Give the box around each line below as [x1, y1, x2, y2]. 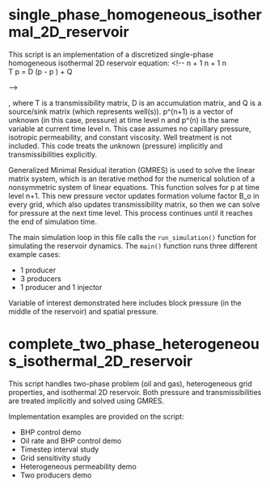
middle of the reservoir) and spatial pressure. [8, 306, 159, 316]
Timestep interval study [19, 444, 99, 454]
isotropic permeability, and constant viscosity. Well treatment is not [8, 132, 232, 142]
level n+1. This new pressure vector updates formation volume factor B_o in [8, 191, 259, 200]
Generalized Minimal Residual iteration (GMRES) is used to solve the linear [8, 165, 255, 175]
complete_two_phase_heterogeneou [8, 335, 260, 353]
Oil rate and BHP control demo [19, 435, 122, 445]
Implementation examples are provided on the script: [8, 411, 184, 421]
